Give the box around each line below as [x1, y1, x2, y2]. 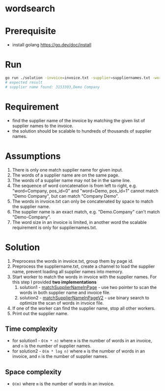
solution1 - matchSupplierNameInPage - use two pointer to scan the [19, 284, 157, 290]
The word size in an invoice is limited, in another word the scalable [12, 219, 147, 225]
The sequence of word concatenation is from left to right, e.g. [12, 182, 137, 188]
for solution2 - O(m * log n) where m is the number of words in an [12, 348, 145, 354]
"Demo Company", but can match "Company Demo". [12, 193, 119, 199]
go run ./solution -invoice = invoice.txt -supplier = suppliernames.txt [5, 75, 151, 80]
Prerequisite [5, 26, 56, 37]
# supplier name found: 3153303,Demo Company [5, 84, 100, 89]
